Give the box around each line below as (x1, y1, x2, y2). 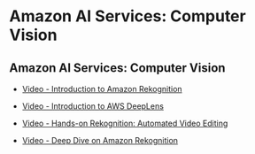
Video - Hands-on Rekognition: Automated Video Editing (21, 118, 228, 128)
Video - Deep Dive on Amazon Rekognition (21, 135, 179, 145)
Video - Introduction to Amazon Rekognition (21, 84, 183, 94)
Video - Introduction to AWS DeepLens (21, 101, 164, 112)
